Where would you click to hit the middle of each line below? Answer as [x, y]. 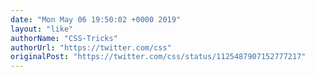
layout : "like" [42, 29]
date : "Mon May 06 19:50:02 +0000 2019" [96, 19]
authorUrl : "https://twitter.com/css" [91, 47]
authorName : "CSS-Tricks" [64, 38]
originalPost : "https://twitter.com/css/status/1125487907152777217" [158, 57]
